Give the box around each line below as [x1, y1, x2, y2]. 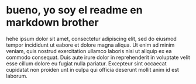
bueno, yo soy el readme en [6, 3, 143, 17]
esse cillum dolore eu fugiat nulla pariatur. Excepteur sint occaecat [6, 60, 167, 67]
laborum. [6, 72, 28, 79]
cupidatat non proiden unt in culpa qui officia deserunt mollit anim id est [6, 66, 180, 73]
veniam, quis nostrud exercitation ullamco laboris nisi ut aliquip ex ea [6, 47, 172, 54]
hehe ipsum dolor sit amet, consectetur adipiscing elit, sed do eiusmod [6, 35, 177, 42]
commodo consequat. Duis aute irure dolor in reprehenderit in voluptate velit [6, 54, 190, 61]
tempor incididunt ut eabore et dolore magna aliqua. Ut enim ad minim [6, 41, 175, 48]
